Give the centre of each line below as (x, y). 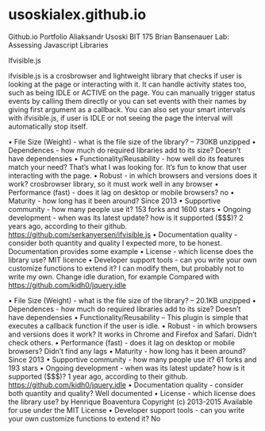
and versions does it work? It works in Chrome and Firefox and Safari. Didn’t (132, 334)
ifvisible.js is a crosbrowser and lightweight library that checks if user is (125, 75)
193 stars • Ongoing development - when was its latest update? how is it (127, 368)
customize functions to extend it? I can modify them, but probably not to (126, 268)
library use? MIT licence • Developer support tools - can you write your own (132, 260)
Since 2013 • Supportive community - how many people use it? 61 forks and (132, 360)
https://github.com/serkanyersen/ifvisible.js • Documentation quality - (123, 234)
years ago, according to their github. (68, 226)
